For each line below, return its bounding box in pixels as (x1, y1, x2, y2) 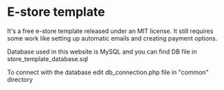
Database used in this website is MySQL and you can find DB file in (7, 47, 197, 56)
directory (7, 75, 33, 83)
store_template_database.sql (7, 54, 88, 63)
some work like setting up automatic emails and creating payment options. (7, 34, 218, 42)
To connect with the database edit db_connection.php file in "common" (7, 68, 209, 76)
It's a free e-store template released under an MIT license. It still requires (7, 27, 214, 35)
